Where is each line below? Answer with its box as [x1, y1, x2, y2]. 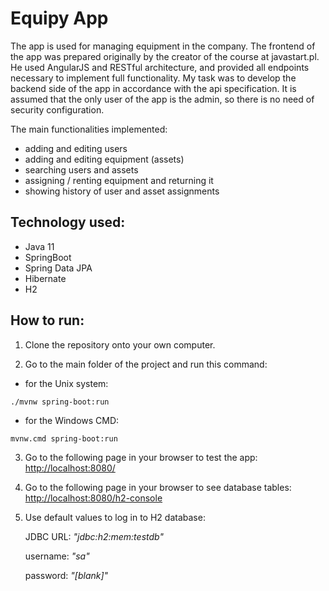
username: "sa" [24, 550, 90, 562]
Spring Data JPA [24, 262, 93, 274]
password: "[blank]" [24, 569, 109, 581]
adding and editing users [24, 142, 128, 154]
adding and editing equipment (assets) [24, 153, 185, 165]
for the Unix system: [24, 377, 109, 389]
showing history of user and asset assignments [24, 185, 220, 197]
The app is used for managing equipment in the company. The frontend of [10, 40, 316, 52]
